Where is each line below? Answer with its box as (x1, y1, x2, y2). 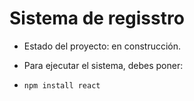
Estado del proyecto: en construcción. (23, 40, 182, 52)
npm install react (23, 80, 101, 91)
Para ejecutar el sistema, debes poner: (23, 59, 184, 71)
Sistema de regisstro (9, 7, 185, 30)
